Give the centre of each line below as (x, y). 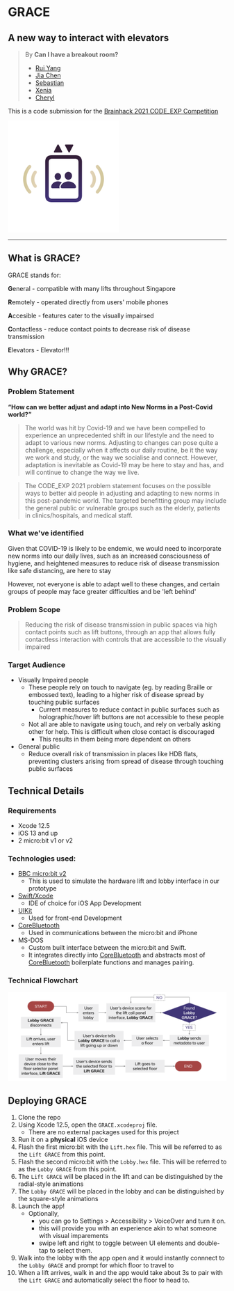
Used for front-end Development (75, 918)
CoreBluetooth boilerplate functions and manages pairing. (111, 962)
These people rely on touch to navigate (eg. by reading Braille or (120, 687)
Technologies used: (42, 859)
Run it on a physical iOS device (63, 1140)
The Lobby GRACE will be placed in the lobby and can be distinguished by (121, 1191)
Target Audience (36, 665)
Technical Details (46, 791)
